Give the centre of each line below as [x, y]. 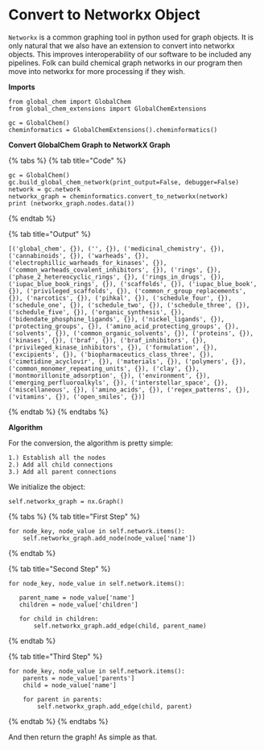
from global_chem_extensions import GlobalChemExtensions [107, 109]
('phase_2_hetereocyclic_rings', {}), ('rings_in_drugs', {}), [117, 277]
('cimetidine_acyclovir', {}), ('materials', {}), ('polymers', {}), [128, 361]
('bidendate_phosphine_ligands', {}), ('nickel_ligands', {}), [117, 319]
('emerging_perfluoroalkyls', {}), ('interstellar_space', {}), [118, 383]
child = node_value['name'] [70, 685]
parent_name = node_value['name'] [77, 598]
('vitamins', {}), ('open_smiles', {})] [77, 396]
